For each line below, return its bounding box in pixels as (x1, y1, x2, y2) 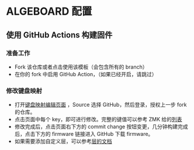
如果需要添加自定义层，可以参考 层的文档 (14, 138, 112, 145)
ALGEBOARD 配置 (6, 5, 92, 18)
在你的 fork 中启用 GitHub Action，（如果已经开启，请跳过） (14, 70, 157, 77)
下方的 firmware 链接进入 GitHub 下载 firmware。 (34, 131, 154, 138)
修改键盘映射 (6, 87, 43, 95)
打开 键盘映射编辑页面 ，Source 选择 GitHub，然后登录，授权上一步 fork (14, 101, 187, 108)
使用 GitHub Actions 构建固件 (6, 30, 113, 40)
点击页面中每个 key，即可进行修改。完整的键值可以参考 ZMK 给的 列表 (14, 116, 182, 123)
